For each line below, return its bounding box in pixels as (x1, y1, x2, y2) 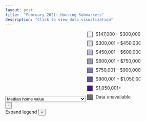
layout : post (5, 7, 33, 13)
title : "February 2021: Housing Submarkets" (5, 12, 104, 17)
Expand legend (5, 109, 37, 115)
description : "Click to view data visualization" (5, 17, 114, 22)
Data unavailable (95, 94, 131, 100)
